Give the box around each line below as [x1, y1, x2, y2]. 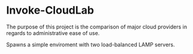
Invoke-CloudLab [6, 4, 94, 17]
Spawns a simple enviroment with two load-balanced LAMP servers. [6, 41, 175, 48]
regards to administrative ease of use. [6, 29, 100, 36]
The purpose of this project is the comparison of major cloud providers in [6, 23, 188, 30]
